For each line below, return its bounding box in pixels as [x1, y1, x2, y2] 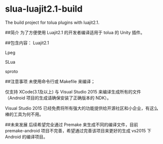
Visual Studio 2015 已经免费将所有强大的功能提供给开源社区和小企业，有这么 [5, 105, 159, 111]
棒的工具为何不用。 [5, 111, 44, 117]
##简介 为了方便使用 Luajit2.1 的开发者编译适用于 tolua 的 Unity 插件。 [5, 29, 145, 35]
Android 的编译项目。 [5, 134, 48, 140]
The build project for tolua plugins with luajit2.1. [5, 19, 100, 25]
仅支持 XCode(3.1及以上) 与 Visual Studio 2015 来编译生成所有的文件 [5, 89, 141, 94]
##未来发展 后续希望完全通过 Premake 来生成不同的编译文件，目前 [5, 122, 139, 127]
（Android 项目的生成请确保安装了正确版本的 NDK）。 [5, 95, 111, 101]
